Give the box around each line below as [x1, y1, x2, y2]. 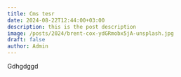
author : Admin [7, 43, 49, 50]
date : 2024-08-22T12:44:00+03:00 [7, 17, 105, 24]
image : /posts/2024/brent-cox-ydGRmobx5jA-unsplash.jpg [7, 29, 174, 37]
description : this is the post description [7, 23, 137, 30]
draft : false [7, 36, 46, 43]
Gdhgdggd [7, 62, 39, 70]
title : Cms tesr [7, 10, 55, 17]
